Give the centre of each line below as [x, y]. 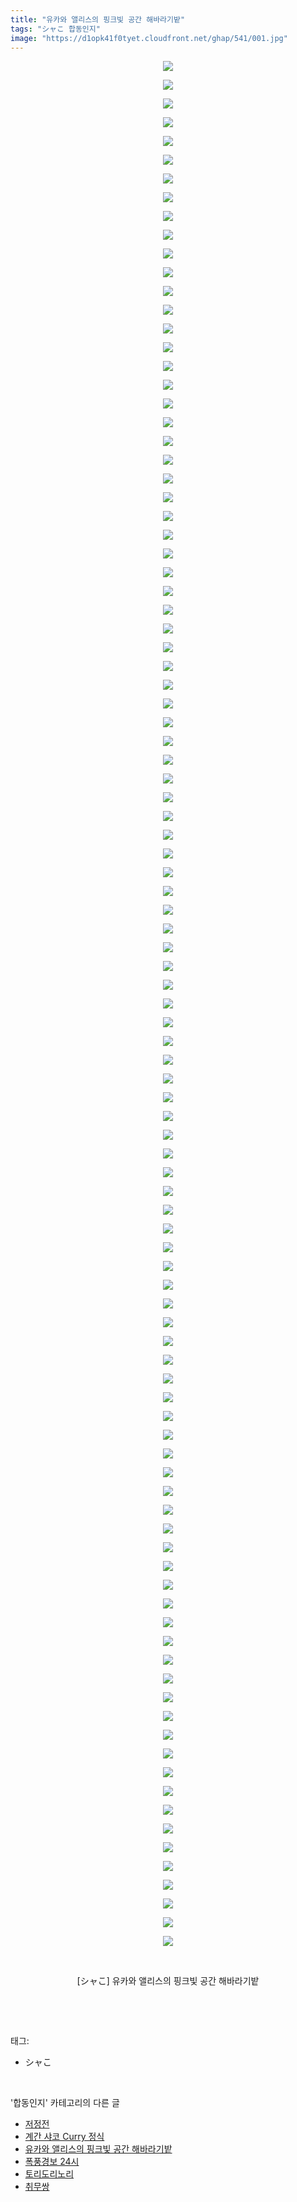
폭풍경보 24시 [52, 2162]
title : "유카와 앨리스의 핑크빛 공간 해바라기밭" [98, 19]
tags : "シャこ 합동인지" [55, 29]
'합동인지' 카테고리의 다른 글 [65, 2103]
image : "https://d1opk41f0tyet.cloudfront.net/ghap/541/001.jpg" [149, 38]
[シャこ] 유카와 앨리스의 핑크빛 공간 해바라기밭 [168, 1981]
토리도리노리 [49, 2174]
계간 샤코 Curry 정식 [64, 2137]
